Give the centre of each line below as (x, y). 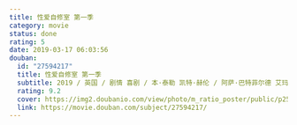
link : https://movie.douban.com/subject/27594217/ (112, 107)
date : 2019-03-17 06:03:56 (59, 50)
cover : (29, 99)
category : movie (39, 26)
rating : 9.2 (39, 91)
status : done (33, 33)
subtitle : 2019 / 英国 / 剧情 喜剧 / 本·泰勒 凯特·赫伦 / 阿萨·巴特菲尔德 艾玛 (153, 83)
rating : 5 (27, 42)
